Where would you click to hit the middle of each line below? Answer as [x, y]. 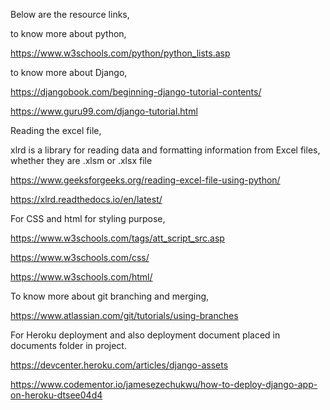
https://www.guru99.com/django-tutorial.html [104, 111]
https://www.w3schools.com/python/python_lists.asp [120, 53]
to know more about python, [68, 33]
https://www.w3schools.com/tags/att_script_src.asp [117, 238]
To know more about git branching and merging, [110, 296]
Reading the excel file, [56, 130]
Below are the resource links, [70, 14]
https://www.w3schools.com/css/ [80, 257]
